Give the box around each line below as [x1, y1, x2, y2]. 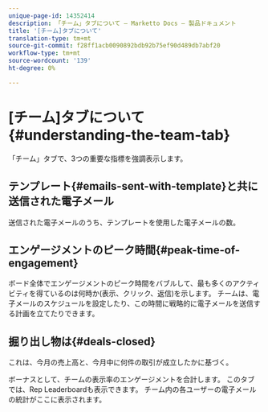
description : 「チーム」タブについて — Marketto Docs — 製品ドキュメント [8, 19, 237, 27]
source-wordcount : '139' [8, 57, 91, 65]
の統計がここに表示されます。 [8, 395, 107, 405]
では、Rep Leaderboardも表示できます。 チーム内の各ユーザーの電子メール [8, 385, 257, 394]
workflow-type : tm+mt [8, 49, 81, 57]
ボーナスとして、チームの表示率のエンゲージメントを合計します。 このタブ [8, 375, 255, 385]
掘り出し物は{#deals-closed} [8, 335, 156, 348]
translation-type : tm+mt [8, 34, 91, 43]
